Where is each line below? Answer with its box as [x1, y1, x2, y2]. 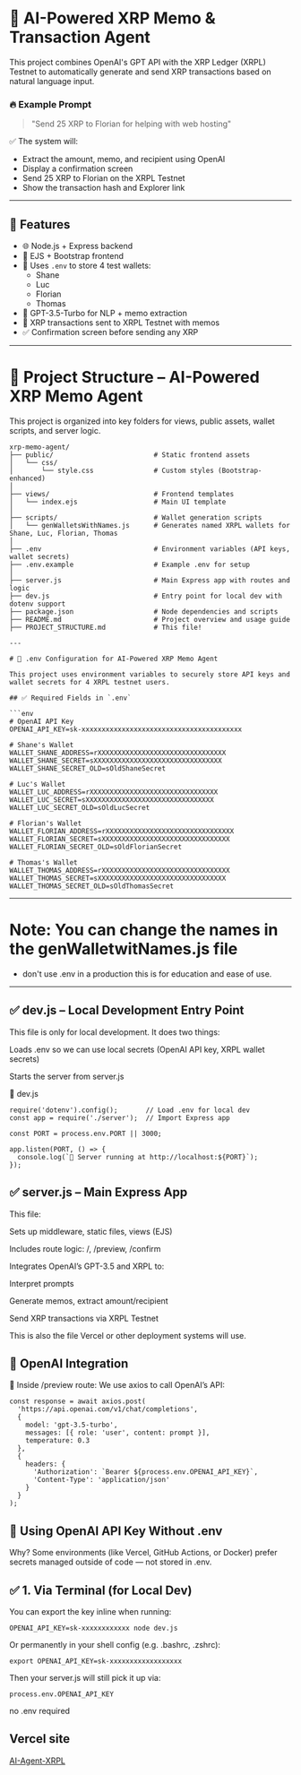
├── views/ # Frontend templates [9, 489, 235, 498]
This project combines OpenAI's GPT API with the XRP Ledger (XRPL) [9, 56, 267, 67]
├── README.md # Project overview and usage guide [9, 615, 291, 624]
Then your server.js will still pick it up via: [9, 1672, 161, 1683]
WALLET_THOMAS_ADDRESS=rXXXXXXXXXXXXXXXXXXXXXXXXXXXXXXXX [9, 866, 230, 875]
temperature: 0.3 [25, 1436, 90, 1445]
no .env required [9, 1705, 70, 1716]
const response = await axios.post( [9, 1397, 146, 1406]
